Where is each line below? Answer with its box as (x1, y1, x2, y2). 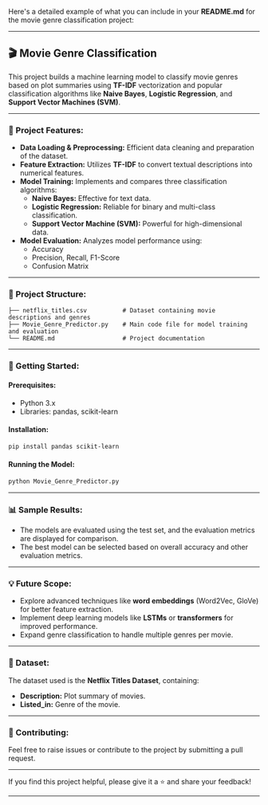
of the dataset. (19, 151, 69, 161)
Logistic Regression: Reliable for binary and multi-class (31, 202, 216, 212)
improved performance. (19, 622, 98, 631)
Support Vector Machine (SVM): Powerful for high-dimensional (31, 219, 242, 229)
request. (8, 753, 36, 763)
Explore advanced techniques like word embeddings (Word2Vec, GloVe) (19, 596, 259, 606)
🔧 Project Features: (8, 124, 84, 135)
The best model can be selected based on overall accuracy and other (19, 542, 249, 552)
